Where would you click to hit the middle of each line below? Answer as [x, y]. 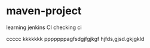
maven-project [44, 11]
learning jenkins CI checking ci [44, 27]
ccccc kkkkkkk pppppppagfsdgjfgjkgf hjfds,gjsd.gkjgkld [75, 39]
